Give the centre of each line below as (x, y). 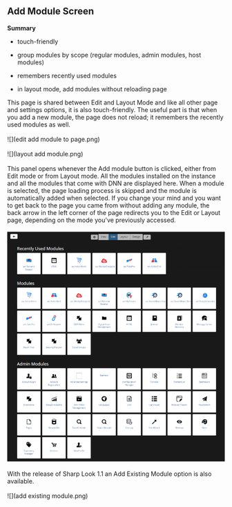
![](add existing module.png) (48, 496)
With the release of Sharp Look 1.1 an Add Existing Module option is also (109, 474)
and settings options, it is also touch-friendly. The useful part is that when (112, 109)
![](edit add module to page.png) (54, 139)
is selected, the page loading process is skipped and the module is (102, 190)
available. (21, 481)
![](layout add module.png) (45, 154)
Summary (21, 28)
